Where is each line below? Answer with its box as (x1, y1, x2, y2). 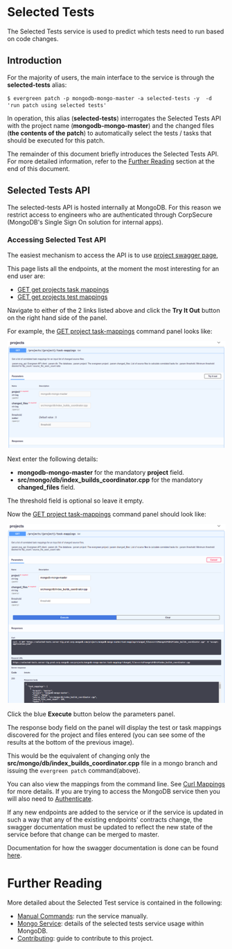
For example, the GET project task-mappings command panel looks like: (7, 327, 213, 335)
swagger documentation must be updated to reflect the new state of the (7, 822, 213, 831)
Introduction (7, 55, 62, 67)
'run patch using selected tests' (7, 102, 107, 108)
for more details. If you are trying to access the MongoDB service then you (7, 787, 220, 795)
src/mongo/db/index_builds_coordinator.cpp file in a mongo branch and (7, 759, 218, 767)
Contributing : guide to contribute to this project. (17, 934, 154, 942)
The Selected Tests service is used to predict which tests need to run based (7, 27, 224, 35)
